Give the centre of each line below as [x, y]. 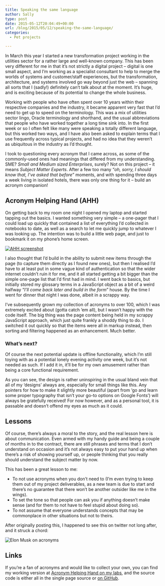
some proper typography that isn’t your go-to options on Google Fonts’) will [82, 395]
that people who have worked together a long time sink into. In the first [77, 123]
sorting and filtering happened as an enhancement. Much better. [71, 331]
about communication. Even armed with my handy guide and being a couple [82, 439]
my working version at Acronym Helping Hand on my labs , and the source [80, 573]
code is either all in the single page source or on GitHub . [62, 578]
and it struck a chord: [27, 530]
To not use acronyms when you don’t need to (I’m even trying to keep [83, 479]
